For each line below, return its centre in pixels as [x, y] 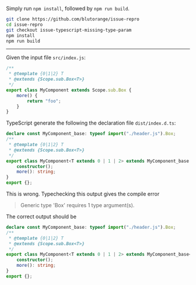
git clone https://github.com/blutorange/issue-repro [73, 19]
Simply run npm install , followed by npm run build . [68, 8]
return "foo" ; [44, 101]
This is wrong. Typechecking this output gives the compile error [83, 194]
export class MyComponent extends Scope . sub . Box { [69, 90]
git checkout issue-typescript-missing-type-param [69, 30]
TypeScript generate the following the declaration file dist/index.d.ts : [91, 123]
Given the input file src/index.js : [46, 57]
